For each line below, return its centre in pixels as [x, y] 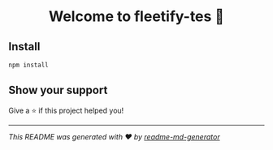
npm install [28, 65]
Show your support [58, 90]
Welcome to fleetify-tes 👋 [136, 17]
